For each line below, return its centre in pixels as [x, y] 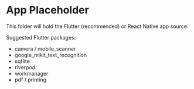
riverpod [25, 67]
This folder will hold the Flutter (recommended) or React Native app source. [97, 26]
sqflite [22, 61]
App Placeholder [47, 10]
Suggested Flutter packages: [41, 37]
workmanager [31, 73]
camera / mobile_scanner [45, 49]
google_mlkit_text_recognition [50, 55]
